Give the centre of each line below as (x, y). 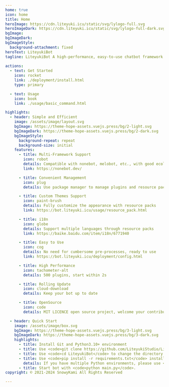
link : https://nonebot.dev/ (53, 169)
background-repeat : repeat (47, 141)
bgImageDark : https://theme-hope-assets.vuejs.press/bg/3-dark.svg (86, 335)
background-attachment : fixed (41, 47)
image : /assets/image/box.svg (46, 326)
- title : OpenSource (40, 303)
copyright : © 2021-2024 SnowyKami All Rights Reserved (64, 373)
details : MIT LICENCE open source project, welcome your (84, 312)
